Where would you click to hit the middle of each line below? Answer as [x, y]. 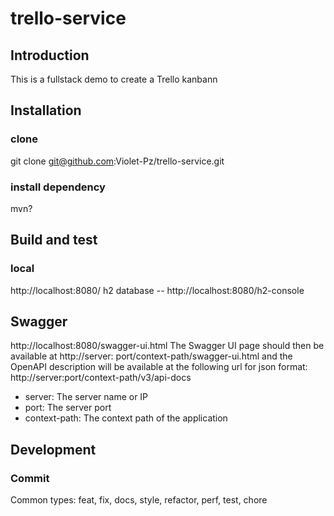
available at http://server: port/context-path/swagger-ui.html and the [151, 356]
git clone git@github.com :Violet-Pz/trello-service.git [117, 161]
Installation [46, 110]
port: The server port [68, 408]
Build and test [54, 240]
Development [53, 449]
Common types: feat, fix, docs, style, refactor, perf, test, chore [139, 500]
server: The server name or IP [86, 397]
